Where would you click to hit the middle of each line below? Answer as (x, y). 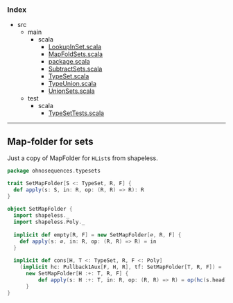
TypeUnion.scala (72, 84)
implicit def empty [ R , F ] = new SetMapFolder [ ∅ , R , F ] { (97, 235)
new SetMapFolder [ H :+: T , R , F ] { (77, 274)
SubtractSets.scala (75, 69)
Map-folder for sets (50, 141)
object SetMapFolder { (40, 209)
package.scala (69, 62)
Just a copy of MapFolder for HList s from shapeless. (83, 158)
